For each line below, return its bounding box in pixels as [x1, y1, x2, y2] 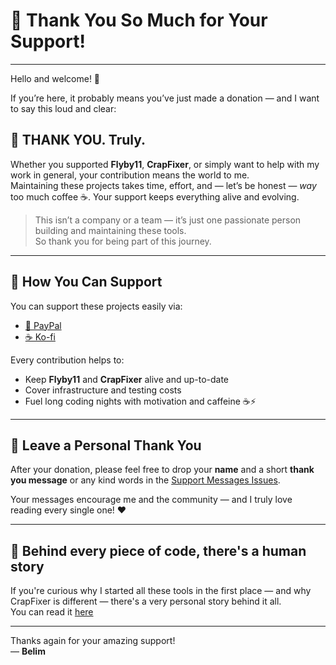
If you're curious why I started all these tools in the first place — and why [10, 585, 312, 597]
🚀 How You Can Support [10, 274, 163, 291]
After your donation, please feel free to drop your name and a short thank [10, 464, 315, 476]
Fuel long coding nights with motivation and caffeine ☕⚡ [24, 395, 257, 407]
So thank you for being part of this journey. [34, 235, 212, 247]
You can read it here [10, 606, 94, 618]
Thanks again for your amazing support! [10, 635, 176, 647]
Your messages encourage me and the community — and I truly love [10, 494, 293, 506]
